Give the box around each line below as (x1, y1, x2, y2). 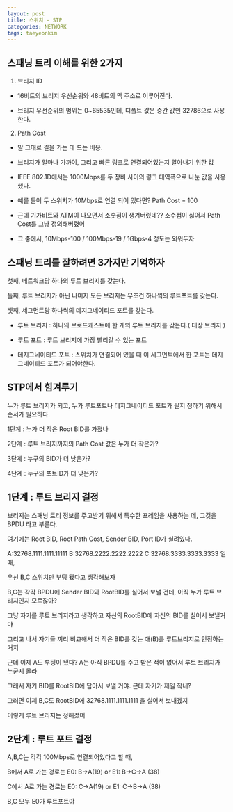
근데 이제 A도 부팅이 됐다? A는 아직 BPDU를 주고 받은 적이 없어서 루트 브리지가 (7, 658, 220, 666)
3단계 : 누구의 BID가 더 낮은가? (7, 454, 91, 462)
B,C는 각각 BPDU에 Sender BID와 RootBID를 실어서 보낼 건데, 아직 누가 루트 (7, 587, 216, 596)
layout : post (7, 10, 45, 17)
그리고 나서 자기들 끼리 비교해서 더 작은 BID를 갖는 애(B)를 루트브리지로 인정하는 (7, 634, 224, 643)
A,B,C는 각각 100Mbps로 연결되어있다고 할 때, (7, 753, 134, 761)
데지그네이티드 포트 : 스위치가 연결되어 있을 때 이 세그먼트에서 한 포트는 (17, 350, 211, 359)
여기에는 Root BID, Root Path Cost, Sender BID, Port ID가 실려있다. (7, 535, 193, 543)
